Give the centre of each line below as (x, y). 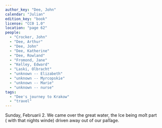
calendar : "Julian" (25, 14)
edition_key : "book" (26, 19)
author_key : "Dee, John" (31, 10)
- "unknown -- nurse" (32, 87)
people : (13, 32)
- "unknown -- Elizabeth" (36, 74)
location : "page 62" (26, 28)
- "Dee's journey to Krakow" (40, 96)
